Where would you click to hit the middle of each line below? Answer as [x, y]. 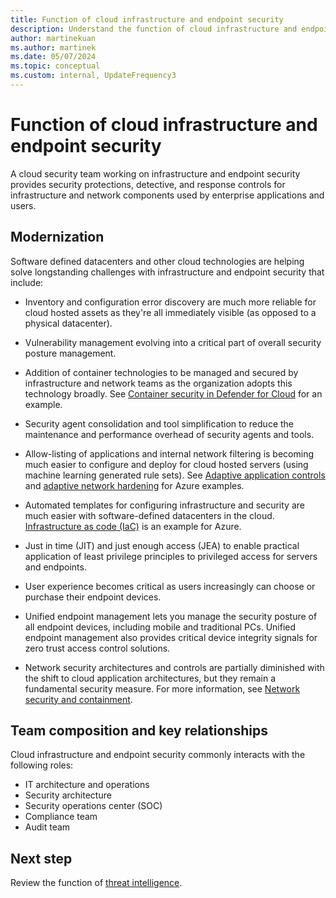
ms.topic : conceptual [55, 66]
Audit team [47, 827]
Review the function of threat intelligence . [96, 883]
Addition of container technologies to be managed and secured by [161, 372]
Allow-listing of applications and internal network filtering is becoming [169, 453]
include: [27, 282]
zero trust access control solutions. [97, 648]
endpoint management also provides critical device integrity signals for [171, 637]
